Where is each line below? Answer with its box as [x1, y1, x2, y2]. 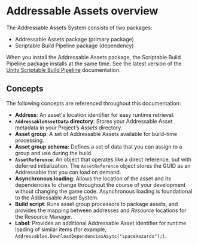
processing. [14, 137, 45, 144]
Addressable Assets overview [6, 4, 159, 18]
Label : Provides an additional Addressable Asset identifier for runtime [14, 219, 187, 226]
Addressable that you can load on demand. [14, 168, 121, 176]
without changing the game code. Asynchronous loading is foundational [14, 187, 193, 195]
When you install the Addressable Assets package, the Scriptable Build [6, 53, 181, 61]
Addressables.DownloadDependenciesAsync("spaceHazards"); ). [14, 232, 166, 239]
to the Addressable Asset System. [14, 193, 99, 201]
